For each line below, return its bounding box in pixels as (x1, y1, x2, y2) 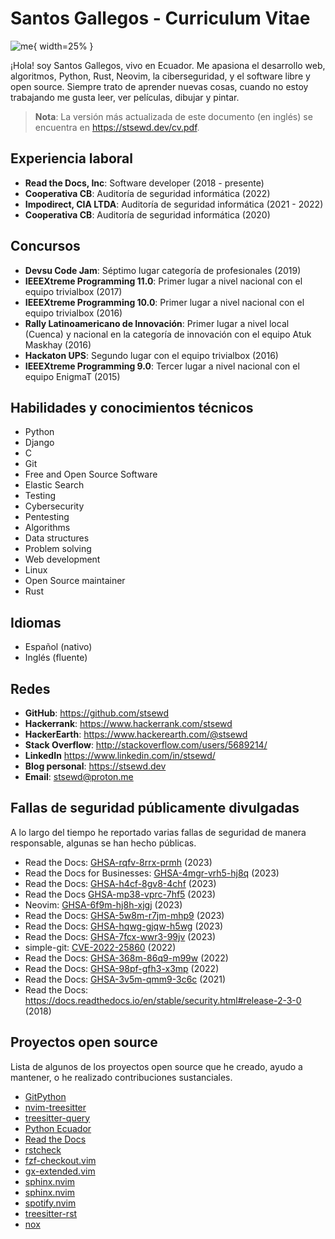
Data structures (24, 532, 90, 544)
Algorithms (24, 522, 71, 534)
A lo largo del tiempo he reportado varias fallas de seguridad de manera (10, 826, 307, 838)
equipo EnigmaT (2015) (24, 370, 121, 382)
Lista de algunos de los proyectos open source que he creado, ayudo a (10, 1060, 303, 1072)
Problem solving (24, 543, 92, 555)
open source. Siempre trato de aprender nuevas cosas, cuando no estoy (10, 80, 309, 92)
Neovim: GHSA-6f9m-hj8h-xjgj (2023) (24, 898, 183, 911)
